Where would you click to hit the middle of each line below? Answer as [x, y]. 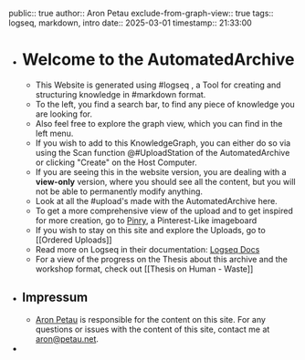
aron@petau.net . [67, 339]
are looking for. [64, 114]
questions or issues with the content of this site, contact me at [152, 329]
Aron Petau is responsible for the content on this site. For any [151, 319]
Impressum [55, 298]
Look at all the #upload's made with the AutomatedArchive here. [156, 201]
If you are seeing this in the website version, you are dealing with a [161, 171]
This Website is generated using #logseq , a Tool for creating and [158, 85]
